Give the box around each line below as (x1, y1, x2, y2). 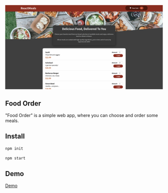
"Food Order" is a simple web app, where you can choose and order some (5, 112, 158, 118)
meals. (5, 117, 19, 124)
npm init (5, 146, 23, 151)
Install (5, 132, 25, 140)
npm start (5, 155, 26, 160)
